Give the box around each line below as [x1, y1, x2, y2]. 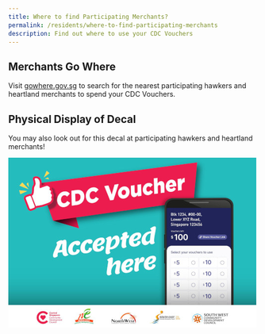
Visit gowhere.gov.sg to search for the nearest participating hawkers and [8, 81, 247, 90]
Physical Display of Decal [8, 112, 136, 126]
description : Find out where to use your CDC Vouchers [8, 29, 194, 37]
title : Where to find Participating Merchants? [8, 13, 169, 21]
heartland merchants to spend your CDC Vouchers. [8, 90, 176, 99]
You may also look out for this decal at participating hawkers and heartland [8, 133, 253, 143]
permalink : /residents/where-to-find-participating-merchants [8, 21, 218, 29]
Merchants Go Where [8, 60, 117, 73]
